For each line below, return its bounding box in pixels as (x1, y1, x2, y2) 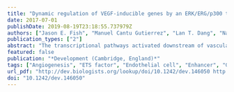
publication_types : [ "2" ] (7, 36, 82, 43)
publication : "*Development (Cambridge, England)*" (7, 55, 160, 62)
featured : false (7, 49, 54, 56)
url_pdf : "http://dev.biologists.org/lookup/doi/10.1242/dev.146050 (7, 68, 210, 75)
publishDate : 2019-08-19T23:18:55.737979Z (7, 23, 132, 30)
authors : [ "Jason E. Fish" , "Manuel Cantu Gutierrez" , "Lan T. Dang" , (7, 29, 217, 37)
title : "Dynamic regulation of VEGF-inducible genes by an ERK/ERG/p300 (7, 10, 223, 17)
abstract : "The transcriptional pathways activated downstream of (7, 42, 204, 49)
